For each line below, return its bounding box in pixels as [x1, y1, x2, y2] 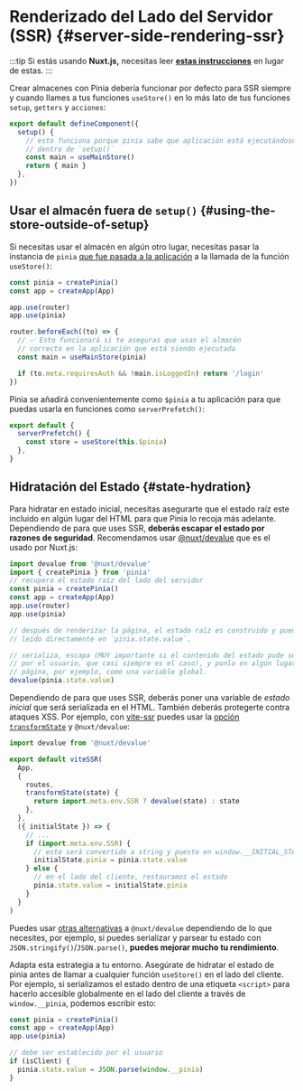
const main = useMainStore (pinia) [17, 353, 147, 362]
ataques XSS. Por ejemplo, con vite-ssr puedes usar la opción [9, 711, 240, 722]
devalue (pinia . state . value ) [9, 676, 115, 685]
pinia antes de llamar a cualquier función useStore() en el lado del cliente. [9, 969, 284, 980]
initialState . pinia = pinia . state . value [32, 856, 188, 865]
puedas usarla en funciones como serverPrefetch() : [9, 403, 206, 414]
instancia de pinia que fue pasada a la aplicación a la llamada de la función [9, 250, 290, 261]
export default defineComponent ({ [9, 119, 140, 128]
